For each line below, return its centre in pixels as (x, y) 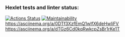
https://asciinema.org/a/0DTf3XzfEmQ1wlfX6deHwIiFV (62, 23)
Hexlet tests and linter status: (42, 7)
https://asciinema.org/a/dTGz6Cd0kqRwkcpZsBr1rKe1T (62, 29)
